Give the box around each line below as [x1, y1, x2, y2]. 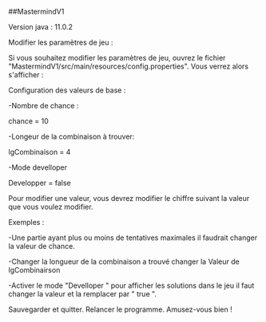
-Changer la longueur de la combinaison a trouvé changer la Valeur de [8, 257, 240, 266]
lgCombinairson [8, 265, 61, 274]
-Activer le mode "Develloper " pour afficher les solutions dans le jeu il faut [8, 281, 255, 290]
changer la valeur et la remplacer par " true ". [8, 289, 157, 298]
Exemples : [8, 218, 45, 226]
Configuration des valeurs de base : [8, 85, 126, 95]
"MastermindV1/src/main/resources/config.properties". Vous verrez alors [8, 61, 249, 71]
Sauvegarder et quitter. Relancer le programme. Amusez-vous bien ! [8, 304, 233, 314]
